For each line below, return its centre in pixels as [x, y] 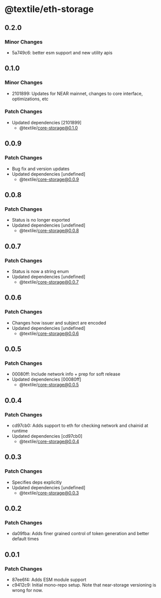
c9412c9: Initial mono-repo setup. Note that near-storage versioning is [84, 585]
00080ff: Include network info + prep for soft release [66, 374]
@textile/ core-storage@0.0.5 [49, 385]
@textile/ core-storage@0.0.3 [49, 493]
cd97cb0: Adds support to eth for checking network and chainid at [80, 425]
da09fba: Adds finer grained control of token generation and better [80, 534]
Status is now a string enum [40, 271]
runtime [20, 431]
